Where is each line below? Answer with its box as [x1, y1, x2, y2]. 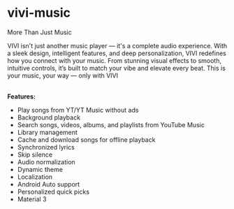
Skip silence [17, 150, 53, 159]
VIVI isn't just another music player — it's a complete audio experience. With [7, 41, 228, 50]
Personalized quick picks [17, 187, 89, 196]
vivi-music [7, 5, 71, 21]
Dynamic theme [17, 165, 63, 173]
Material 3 [17, 194, 47, 203]
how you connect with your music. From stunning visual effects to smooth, [7, 56, 222, 64]
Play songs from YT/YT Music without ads [17, 106, 139, 114]
